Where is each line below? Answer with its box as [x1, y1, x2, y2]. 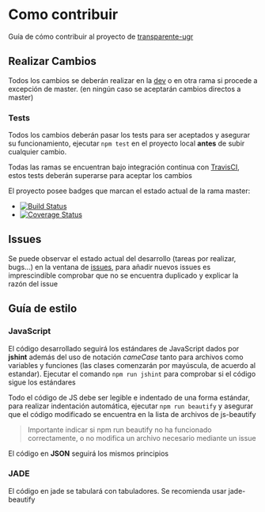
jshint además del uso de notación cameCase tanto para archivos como [8, 352, 244, 362]
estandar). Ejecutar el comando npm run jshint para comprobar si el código [8, 369, 256, 378]
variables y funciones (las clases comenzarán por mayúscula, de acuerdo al [8, 360, 256, 370]
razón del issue [8, 279, 58, 288]
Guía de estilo [8, 302, 78, 316]
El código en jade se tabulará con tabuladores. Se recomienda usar [8, 486, 227, 495]
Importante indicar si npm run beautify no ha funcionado [27, 425, 212, 434]
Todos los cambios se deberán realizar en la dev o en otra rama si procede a [8, 75, 258, 85]
